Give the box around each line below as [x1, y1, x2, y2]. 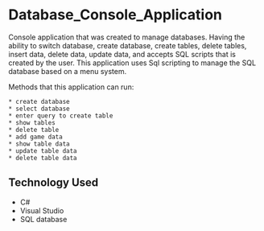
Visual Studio [19, 205, 64, 215]
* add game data [8, 133, 63, 141]
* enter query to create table [8, 111, 113, 120]
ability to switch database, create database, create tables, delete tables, [8, 40, 247, 50]
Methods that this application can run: [8, 82, 134, 92]
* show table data [8, 139, 70, 148]
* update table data [8, 146, 78, 155]
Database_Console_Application [8, 6, 223, 24]
